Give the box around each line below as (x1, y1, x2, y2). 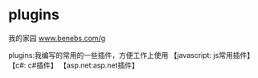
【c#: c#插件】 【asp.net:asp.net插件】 (8, 60, 139, 70)
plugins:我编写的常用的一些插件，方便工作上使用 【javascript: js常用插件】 (8, 50, 255, 60)
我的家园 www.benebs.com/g (8, 33, 106, 43)
